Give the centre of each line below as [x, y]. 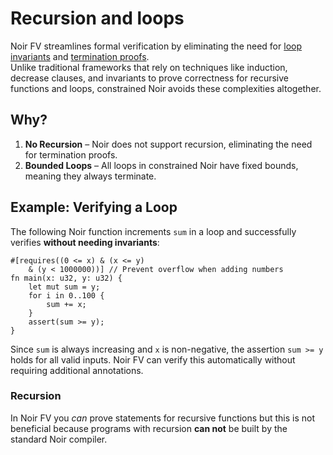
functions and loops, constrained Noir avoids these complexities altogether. [166, 88]
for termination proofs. [71, 154]
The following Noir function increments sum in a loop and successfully [153, 231]
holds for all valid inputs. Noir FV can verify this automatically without [153, 359]
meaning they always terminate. [90, 176]
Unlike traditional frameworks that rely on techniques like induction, [149, 67]
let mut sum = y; [64, 287]
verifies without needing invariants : [85, 242]
